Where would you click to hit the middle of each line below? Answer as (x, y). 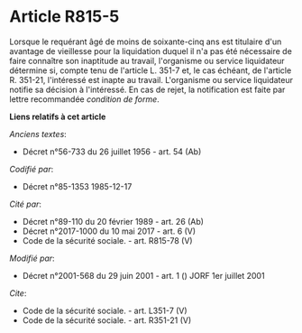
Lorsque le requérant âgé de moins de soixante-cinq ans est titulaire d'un (146, 42)
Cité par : (26, 204)
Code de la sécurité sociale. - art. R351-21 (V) (107, 320)
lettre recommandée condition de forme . (84, 99)
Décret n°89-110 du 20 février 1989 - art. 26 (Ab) (113, 221)
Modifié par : (32, 258)
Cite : (18, 293)
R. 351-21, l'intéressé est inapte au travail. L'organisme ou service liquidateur (151, 79)
